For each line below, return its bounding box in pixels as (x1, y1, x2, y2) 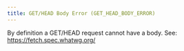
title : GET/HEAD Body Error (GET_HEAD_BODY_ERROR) (7, 10, 156, 17)
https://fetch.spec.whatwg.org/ (7, 35, 96, 44)
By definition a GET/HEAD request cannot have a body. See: (7, 29, 178, 37)
